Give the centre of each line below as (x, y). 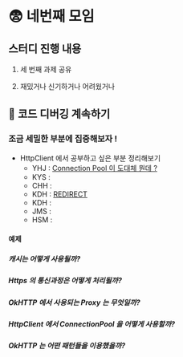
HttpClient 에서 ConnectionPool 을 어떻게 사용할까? (91, 324)
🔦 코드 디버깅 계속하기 (59, 114)
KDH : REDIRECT (60, 194)
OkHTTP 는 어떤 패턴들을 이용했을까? (67, 346)
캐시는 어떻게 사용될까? (45, 258)
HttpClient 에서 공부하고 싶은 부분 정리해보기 (90, 158)
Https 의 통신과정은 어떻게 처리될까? (65, 281)
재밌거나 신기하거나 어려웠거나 (67, 86)
